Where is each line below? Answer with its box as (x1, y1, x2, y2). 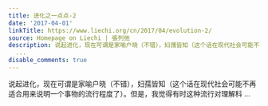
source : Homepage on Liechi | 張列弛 (8, 33, 130, 42)
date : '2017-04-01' (8, 19, 73, 27)
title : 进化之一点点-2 (8, 11, 77, 20)
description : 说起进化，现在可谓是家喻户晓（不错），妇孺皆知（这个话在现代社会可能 (8, 41, 254, 49)
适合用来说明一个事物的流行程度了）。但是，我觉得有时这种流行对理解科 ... (8, 88, 251, 98)
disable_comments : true (8, 57, 88, 65)
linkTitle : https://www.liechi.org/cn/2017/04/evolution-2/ (8, 26, 213, 34)
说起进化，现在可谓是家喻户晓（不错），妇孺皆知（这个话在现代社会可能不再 (8, 79, 257, 88)
